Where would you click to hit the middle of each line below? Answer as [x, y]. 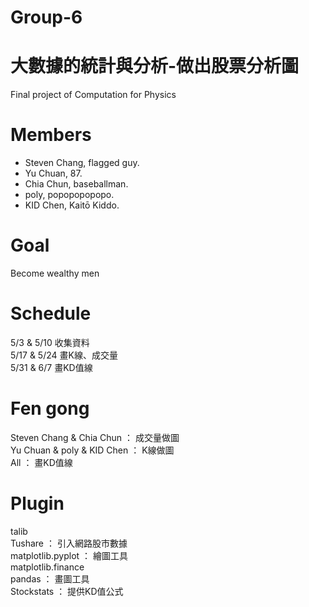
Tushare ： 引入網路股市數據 [69, 543]
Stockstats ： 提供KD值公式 [67, 591]
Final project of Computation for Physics [93, 95]
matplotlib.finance [47, 567]
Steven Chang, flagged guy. [82, 163]
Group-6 [46, 17]
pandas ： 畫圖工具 [50, 578]
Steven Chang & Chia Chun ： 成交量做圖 [95, 437]
